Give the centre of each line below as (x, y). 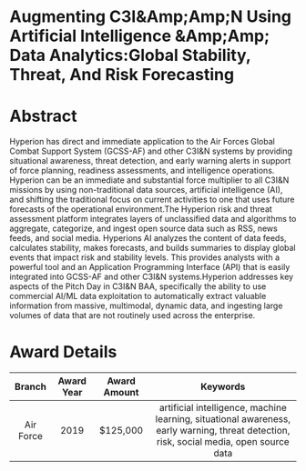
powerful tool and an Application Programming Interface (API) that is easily (150, 267)
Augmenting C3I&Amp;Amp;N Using (151, 17)
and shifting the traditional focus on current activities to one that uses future (152, 200)
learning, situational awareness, (223, 419)
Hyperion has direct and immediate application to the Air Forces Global (142, 142)
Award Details (63, 352)
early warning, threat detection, (223, 431)
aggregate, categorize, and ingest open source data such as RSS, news (143, 228)
